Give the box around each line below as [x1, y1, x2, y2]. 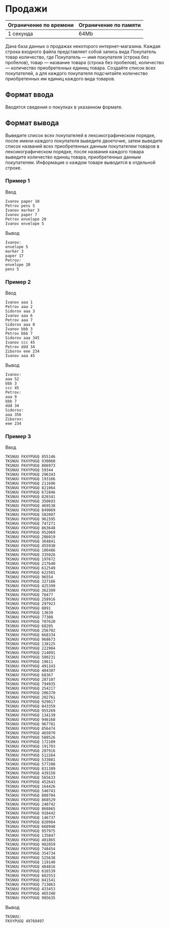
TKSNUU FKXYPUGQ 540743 [5, 788, 56, 794]
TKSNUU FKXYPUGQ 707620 [5, 619, 56, 624]
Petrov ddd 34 [5, 344, 36, 349]
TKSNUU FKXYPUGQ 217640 [5, 561, 56, 566]
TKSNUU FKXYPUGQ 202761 [5, 695, 56, 700]
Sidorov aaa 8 [5, 322, 36, 327]
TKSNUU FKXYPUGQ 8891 [5, 606, 51, 611]
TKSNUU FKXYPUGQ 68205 [5, 623, 53, 629]
